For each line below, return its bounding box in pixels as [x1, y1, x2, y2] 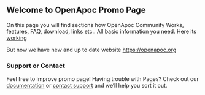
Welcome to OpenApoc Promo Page [6, 5, 146, 15]
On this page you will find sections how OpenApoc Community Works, [6, 21, 184, 28]
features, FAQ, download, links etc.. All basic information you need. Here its [6, 28, 196, 35]
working [6, 34, 28, 42]
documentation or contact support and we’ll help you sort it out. [6, 82, 168, 89]
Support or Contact [6, 61, 66, 70]
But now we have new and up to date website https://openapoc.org [6, 46, 177, 53]
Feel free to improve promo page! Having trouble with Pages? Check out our [6, 75, 199, 83]
